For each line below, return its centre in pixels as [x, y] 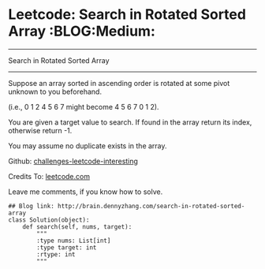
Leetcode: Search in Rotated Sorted [127, 15]
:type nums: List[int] [74, 241]
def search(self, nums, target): [77, 226]
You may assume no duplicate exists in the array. [88, 146]
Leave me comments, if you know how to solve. [86, 192]
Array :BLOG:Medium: [82, 31]
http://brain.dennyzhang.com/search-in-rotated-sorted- [151, 206]
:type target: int [67, 247]
